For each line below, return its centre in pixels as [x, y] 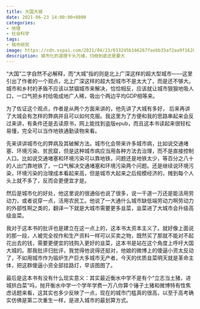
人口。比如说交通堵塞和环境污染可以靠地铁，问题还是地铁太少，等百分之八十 [100, 158]
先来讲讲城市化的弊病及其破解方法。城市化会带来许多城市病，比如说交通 [95, 143]
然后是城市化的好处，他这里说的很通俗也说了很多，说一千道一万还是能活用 [97, 193]
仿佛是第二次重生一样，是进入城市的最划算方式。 [71, 300]
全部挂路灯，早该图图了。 [84, 265]
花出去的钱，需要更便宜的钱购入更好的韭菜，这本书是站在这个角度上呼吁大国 [100, 243]
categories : [21, 23]
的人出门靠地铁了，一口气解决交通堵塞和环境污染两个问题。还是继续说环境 [97, 165]
